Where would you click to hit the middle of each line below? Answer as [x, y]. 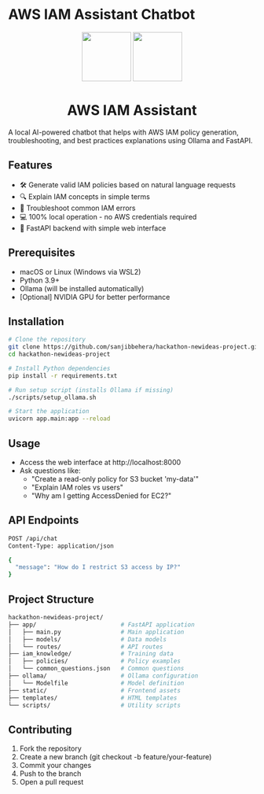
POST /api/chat [33, 538]
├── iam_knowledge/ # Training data [91, 654]
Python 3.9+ [40, 280]
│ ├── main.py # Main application [96, 632]
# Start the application [49, 412]
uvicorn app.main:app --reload [59, 419]
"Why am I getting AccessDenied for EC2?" [101, 496]
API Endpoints [44, 521]
